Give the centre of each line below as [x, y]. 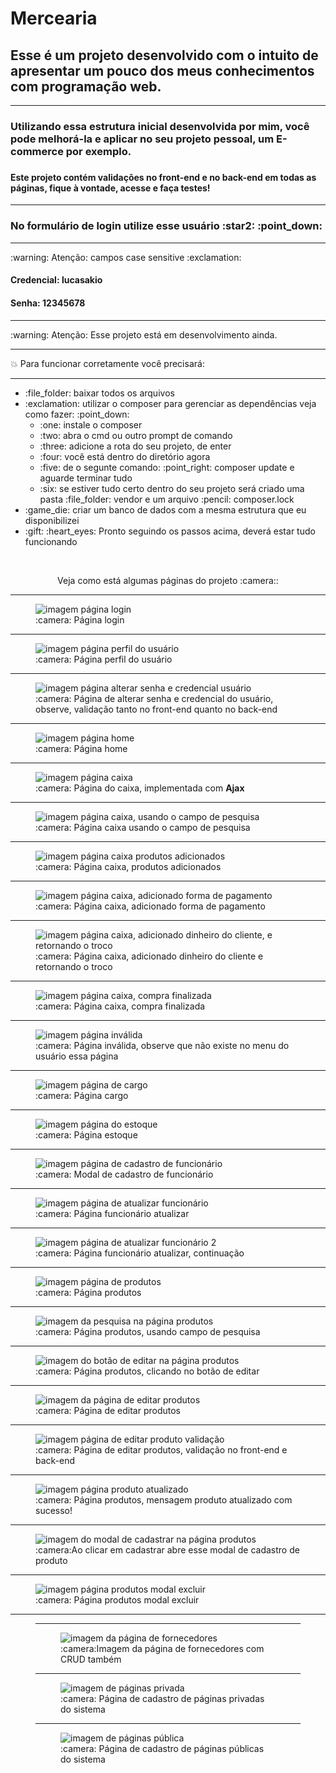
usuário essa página [77, 1056]
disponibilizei [52, 520]
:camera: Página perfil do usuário [104, 659]
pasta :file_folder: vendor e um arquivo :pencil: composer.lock [167, 499]
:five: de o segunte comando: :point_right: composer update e [167, 467]
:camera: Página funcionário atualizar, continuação [140, 1253]
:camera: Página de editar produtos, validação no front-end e [161, 1449]
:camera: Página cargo [82, 1095]
